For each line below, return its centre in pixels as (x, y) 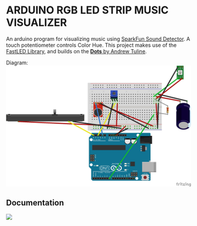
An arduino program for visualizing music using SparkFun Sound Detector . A (98, 39)
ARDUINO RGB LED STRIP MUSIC (87, 10)
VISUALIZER (37, 23)
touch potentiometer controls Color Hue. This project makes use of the (91, 45)
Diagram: (17, 63)
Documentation (35, 203)
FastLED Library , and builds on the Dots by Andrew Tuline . (77, 51)
